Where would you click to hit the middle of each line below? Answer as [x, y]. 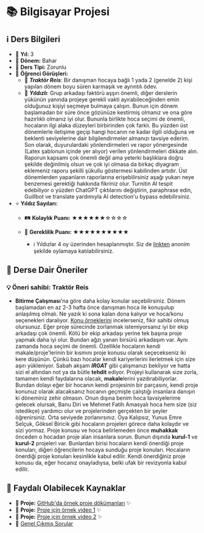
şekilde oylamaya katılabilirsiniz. [73, 251]
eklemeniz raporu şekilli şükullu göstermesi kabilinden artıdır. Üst [106, 171]
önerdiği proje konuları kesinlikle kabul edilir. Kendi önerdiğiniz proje [100, 456]
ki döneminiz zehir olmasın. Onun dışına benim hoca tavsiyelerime [98, 398]
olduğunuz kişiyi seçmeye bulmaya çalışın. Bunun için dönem [101, 106]
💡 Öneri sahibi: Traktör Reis [47, 288]
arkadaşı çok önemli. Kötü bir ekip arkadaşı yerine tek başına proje [98, 333]
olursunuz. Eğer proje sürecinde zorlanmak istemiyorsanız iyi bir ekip [102, 327]
